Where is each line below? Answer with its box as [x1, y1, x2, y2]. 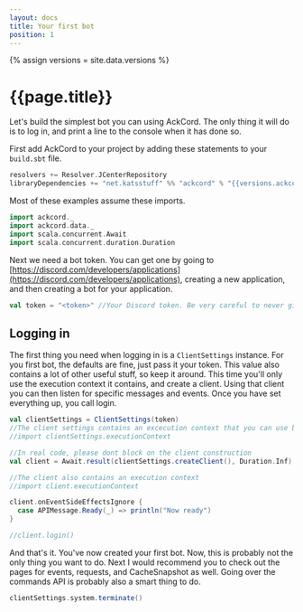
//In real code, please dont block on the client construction [9, 448, 252, 457]
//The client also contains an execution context [9, 473, 200, 482]
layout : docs [9, 13, 59, 23]
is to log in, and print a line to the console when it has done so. [9, 126, 242, 137]
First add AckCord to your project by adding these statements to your [9, 144, 268, 155]
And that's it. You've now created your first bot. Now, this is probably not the [9, 547, 294, 558]
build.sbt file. [9, 153, 62, 164]
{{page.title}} [9, 87, 113, 107]
